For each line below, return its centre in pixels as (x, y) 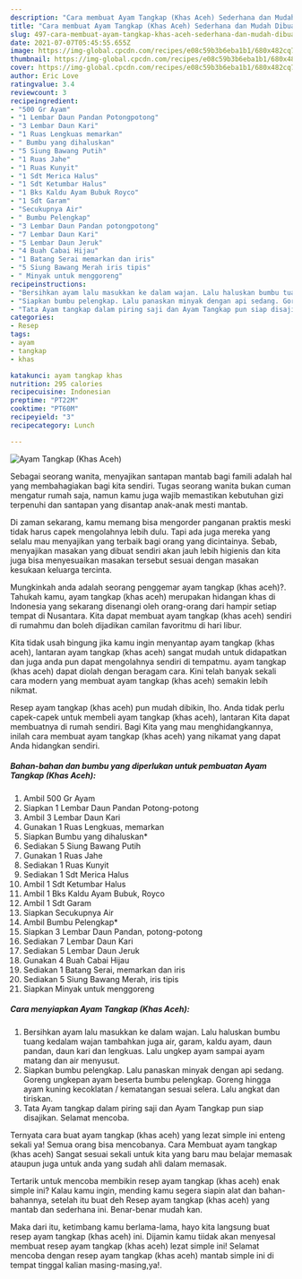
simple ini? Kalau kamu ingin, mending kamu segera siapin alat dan (134, 1190)
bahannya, (30, 1200)
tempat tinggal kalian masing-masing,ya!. (86, 1265)
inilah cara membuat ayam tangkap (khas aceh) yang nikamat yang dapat (146, 736)
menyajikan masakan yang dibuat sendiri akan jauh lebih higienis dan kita (146, 550)
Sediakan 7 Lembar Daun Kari (78, 941)
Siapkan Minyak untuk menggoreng (89, 989)
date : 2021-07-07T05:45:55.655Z (70, 43)
